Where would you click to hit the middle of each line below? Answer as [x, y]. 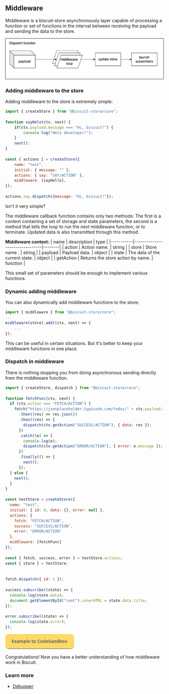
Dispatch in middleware [35, 362]
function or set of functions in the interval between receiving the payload [81, 26]
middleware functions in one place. [41, 349]
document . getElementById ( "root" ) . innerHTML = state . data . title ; [78, 600]
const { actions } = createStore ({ [43, 159]
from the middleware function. [36, 378]
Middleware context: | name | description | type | [57, 242]
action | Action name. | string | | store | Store [111, 247]
